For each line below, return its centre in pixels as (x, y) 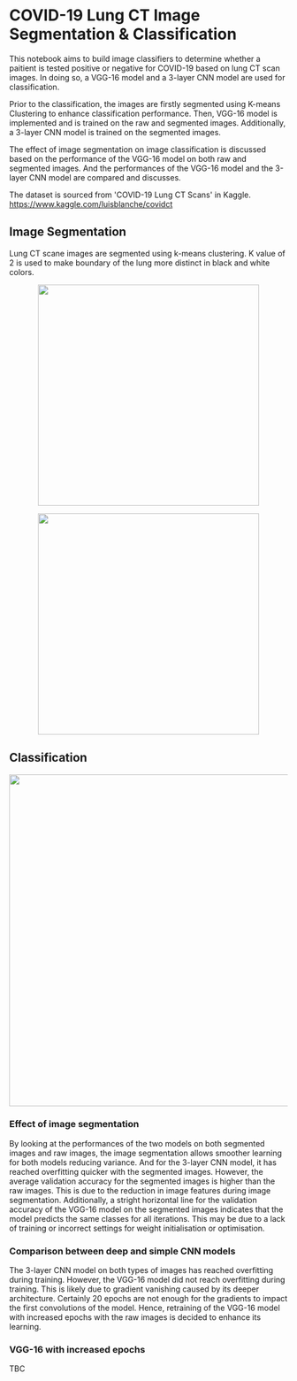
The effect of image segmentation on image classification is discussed (138, 149)
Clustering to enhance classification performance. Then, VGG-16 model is (144, 113)
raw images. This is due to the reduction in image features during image (140, 1190)
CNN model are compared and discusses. (105, 177)
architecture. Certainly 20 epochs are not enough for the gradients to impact (148, 1299)
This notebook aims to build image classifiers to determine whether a (135, 58)
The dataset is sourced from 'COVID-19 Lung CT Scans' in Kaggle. (130, 195)
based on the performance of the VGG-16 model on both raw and (128, 158)
